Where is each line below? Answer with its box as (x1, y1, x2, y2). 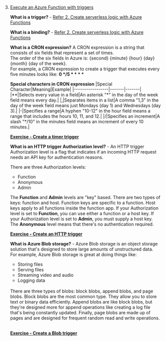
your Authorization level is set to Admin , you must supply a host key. (10, 216, 153, 222)
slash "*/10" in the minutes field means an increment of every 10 (10, 119, 144, 124)
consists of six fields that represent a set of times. (10, 50, 115, 56)
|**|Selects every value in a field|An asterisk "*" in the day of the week (10, 92, 158, 98)
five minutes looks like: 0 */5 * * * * (10, 71, 84, 77)
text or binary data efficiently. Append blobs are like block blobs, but (10, 299, 152, 305)
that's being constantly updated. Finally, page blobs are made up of (10, 310, 151, 315)
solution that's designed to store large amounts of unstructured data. (10, 246, 153, 252)
